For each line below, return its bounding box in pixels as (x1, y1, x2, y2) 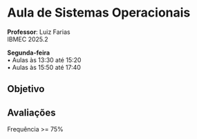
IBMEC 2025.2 (7, 35, 48, 43)
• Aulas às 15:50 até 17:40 (7, 63, 82, 71)
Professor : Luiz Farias (7, 28, 71, 36)
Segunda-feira (7, 48, 50, 57)
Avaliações (7, 106, 56, 118)
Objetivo (7, 83, 45, 95)
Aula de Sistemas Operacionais (7, 5, 191, 21)
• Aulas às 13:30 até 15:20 (7, 55, 82, 64)
